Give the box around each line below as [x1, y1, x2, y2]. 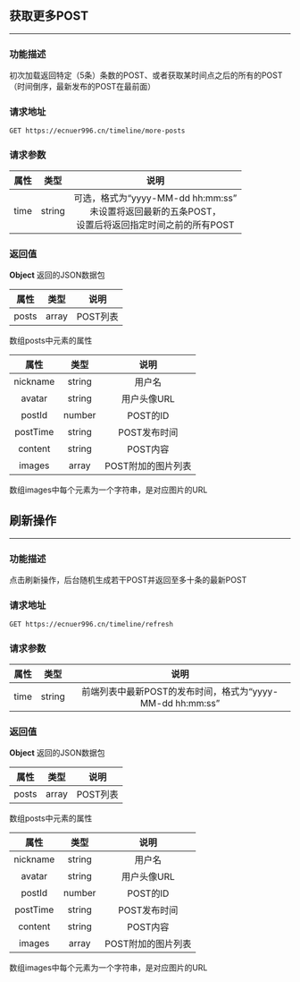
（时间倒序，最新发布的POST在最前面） [9, 81, 156, 92]
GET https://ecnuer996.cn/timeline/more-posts [9, 126, 186, 136]
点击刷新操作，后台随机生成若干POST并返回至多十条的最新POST [9, 575, 247, 585]
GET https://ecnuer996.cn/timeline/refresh [9, 620, 174, 629]
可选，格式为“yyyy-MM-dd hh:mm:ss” [73, 192, 237, 204]
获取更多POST [9, 8, 89, 24]
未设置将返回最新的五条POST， [88, 205, 221, 218]
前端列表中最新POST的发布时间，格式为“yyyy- [81, 685, 279, 697]
